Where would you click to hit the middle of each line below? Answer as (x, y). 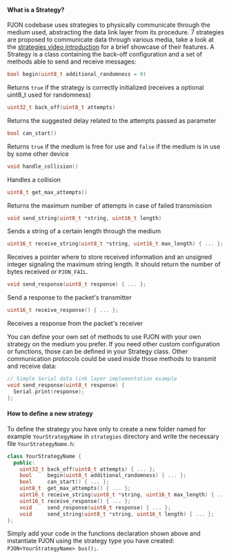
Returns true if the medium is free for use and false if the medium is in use (114, 146)
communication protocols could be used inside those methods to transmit (112, 359)
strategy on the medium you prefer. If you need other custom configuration (114, 344)
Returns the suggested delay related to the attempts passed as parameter (112, 120)
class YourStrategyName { (44, 456)
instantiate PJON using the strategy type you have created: (91, 541)
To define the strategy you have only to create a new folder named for (107, 429)
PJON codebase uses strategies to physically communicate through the (109, 25)
